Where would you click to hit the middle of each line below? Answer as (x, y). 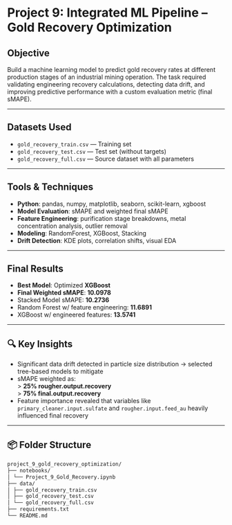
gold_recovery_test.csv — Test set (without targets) (92, 151)
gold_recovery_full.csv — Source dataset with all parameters (106, 159)
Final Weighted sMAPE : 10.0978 (64, 293)
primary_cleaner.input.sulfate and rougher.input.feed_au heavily (113, 408)
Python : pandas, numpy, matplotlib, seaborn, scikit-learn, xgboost (112, 204)
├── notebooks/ (29, 470)
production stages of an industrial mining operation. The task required (107, 77)
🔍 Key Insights (40, 344)
